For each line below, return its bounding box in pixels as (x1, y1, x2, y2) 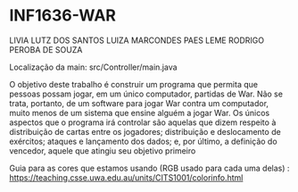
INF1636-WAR (9, 5, 116, 26)
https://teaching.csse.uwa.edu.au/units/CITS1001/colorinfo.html (9, 171, 244, 183)
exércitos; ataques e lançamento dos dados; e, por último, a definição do (9, 136, 278, 146)
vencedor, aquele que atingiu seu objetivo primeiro (9, 145, 196, 156)
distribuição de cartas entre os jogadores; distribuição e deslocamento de (9, 126, 281, 137)
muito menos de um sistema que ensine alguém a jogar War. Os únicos (9, 107, 270, 118)
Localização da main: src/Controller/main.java (9, 62, 178, 72)
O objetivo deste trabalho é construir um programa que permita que (9, 79, 259, 89)
